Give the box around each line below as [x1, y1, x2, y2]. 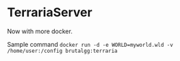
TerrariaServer [7, 5, 92, 20]
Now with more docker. [7, 27, 73, 35]
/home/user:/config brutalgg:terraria [7, 47, 118, 54]
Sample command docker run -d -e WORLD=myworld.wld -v [7, 40, 173, 48]
